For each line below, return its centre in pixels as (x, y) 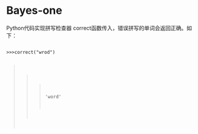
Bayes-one (34, 11)
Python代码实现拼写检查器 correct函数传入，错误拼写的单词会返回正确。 (97, 28)
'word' (53, 97)
